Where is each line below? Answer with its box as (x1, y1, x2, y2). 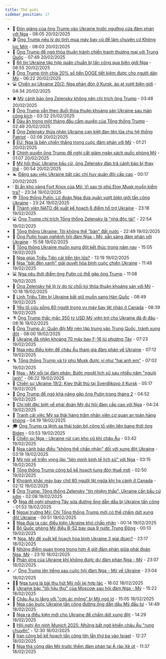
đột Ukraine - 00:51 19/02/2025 (12, 514, 77, 520)
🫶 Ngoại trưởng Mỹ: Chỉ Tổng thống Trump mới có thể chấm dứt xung (12, 509, 154, 515)
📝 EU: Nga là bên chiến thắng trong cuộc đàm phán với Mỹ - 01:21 (12, 139, 147, 145)
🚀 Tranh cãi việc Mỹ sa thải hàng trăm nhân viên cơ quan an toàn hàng (12, 412, 156, 418)
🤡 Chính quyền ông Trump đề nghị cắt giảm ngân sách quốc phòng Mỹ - (12, 149, 160, 155)
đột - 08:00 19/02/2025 (12, 331, 61, 337)
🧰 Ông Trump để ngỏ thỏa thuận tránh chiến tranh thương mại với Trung (12, 49, 159, 55)
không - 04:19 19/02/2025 (12, 417, 66, 423)
